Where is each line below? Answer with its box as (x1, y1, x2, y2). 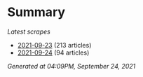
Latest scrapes (7, 27, 50, 36)
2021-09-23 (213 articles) (17, 41, 92, 49)
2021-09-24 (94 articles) (17, 48, 90, 57)
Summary (7, 4, 65, 20)
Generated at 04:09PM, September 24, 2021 (7, 62, 136, 70)
